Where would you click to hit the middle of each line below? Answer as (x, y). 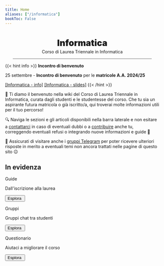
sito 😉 (12, 152)
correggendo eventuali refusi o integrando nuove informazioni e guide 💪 (78, 132)
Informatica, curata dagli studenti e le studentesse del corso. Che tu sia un (80, 100)
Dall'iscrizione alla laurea (30, 188)
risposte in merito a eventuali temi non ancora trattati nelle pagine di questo (81, 147)
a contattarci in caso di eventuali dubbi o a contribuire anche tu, (69, 127)
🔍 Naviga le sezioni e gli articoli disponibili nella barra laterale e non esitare (81, 120)
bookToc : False (21, 19)
